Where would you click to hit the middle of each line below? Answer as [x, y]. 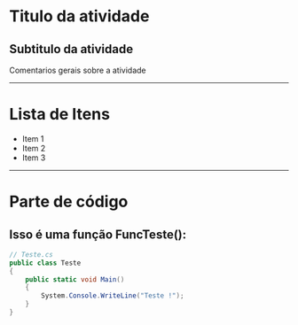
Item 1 [33, 138]
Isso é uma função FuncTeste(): [98, 234]
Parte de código [69, 202]
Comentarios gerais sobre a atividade [78, 70]
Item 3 [34, 158]
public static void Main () [75, 279]
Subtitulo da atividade [71, 49]
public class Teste [45, 263]
